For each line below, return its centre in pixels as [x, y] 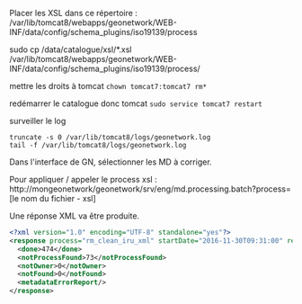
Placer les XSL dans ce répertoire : [73, 13]
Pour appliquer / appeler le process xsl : [83, 179]
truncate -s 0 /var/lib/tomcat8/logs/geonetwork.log [110, 138]
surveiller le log [38, 121]
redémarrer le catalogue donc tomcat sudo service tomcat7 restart [136, 103]
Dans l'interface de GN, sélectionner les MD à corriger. [111, 162]
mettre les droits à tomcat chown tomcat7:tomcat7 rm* [108, 86]
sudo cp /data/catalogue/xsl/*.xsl [71, 49]
